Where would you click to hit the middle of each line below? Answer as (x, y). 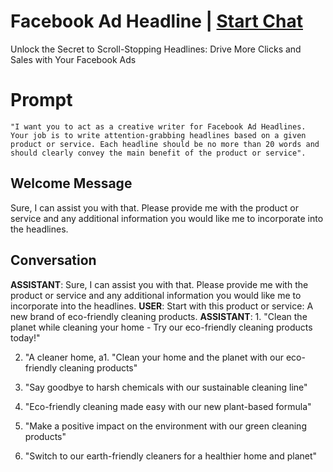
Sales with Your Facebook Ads (73, 59)
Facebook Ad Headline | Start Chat (156, 21)
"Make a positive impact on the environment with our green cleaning (165, 426)
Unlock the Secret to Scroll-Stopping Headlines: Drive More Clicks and (156, 49)
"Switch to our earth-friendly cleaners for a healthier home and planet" (171, 456)
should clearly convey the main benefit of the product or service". (158, 153)
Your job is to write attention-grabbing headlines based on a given (158, 135)
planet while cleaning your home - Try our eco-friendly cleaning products (161, 327)
